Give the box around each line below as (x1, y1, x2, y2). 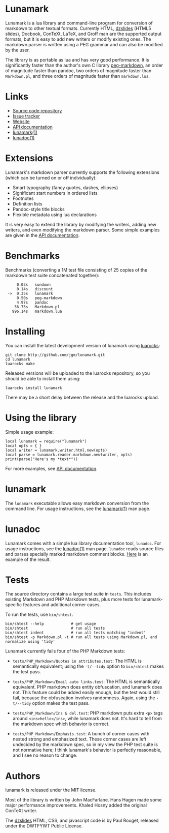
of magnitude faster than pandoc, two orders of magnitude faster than (5, 67, 152, 74)
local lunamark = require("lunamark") (5, 438, 87, 444)
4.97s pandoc (16, 300, 49, 305)
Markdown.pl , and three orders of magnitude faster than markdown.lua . (5, 73, 150, 79)
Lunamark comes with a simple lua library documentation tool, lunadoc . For (5, 540, 161, 546)
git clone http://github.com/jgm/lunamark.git (5, 352, 105, 358)
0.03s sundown (16, 282, 51, 287)
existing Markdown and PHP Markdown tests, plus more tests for (5, 596, 141, 603)
